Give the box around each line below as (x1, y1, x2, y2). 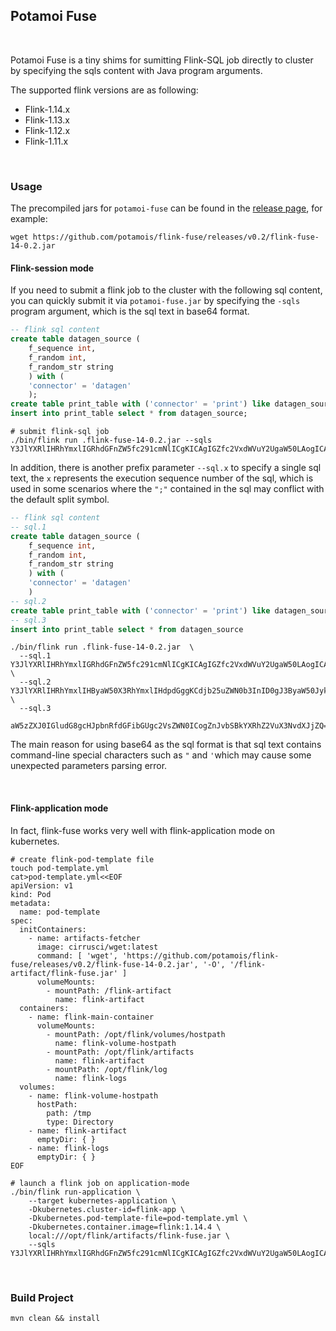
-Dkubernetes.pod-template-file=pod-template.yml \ (28, 1213, 248, 1223)
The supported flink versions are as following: (10, 84, 199, 96)
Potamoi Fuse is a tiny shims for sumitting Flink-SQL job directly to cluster (10, 54, 314, 66)
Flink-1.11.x (24, 135, 69, 147)
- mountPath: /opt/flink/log (46, 1064, 168, 1074)
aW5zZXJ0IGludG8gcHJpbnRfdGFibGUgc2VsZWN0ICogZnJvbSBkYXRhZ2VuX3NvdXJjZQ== (10, 721, 333, 731)
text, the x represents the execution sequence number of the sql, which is (10, 472, 314, 484)
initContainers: (19, 924, 87, 934)
